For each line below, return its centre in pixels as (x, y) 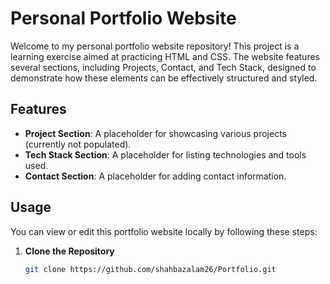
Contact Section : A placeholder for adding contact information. (155, 176)
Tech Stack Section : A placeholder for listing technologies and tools (165, 154)
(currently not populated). (78, 144)
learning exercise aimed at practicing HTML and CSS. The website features (165, 56)
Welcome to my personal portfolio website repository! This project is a (155, 46)
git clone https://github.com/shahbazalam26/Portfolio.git (150, 269)
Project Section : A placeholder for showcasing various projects (155, 133)
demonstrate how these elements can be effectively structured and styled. (164, 78)
